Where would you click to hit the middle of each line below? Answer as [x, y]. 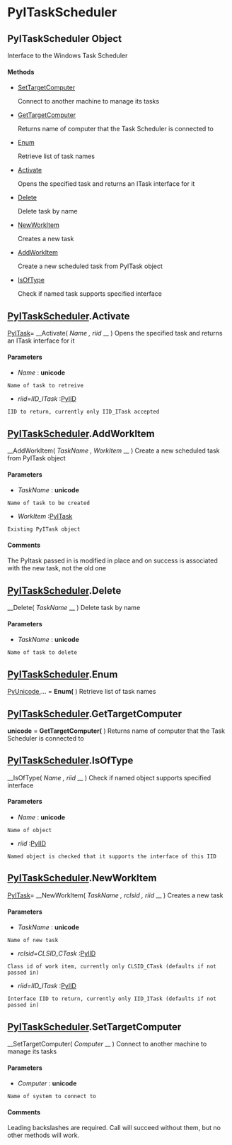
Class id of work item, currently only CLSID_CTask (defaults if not [112, 967]
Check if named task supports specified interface [90, 294]
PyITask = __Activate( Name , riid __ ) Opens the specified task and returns [115, 333]
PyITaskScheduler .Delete [64, 591]
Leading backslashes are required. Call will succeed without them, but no [114, 1128]
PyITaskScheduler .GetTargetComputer [95, 714]
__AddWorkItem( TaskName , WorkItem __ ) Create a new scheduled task [114, 450]
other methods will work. [43, 1135]
